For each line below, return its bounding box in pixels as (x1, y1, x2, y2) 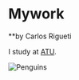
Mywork (8, 5, 65, 23)
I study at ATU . (8, 46, 57, 56)
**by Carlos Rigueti (8, 31, 72, 41)
